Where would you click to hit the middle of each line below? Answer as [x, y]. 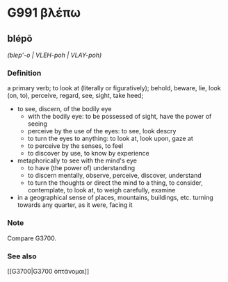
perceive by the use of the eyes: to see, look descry [102, 131]
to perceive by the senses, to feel [75, 146]
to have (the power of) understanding [81, 168]
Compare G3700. [32, 238]
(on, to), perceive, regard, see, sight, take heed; [75, 96]
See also [22, 256]
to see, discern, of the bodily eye [64, 109]
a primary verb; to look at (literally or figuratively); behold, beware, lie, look [114, 88]
